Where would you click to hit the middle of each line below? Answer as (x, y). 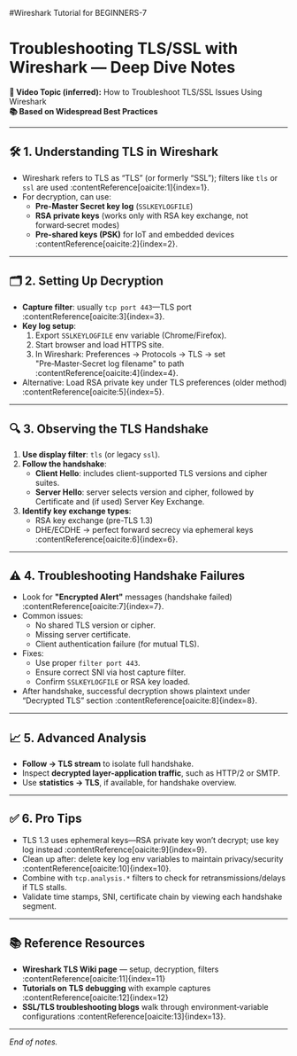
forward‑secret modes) (77, 224)
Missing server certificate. (83, 635)
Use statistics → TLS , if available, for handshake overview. (129, 782)
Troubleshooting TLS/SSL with (124, 49)
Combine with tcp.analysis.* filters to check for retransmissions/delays (153, 878)
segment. (39, 906)
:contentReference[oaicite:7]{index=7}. (93, 606)
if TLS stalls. (45, 887)
